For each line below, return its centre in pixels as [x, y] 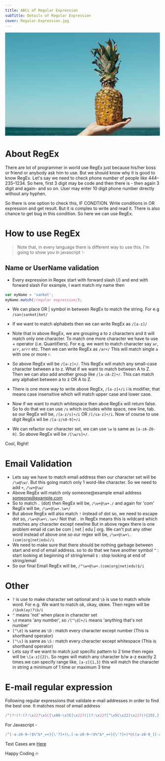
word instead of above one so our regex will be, [60, 535]
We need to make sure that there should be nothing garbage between [82, 545]
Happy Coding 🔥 [22, 754]
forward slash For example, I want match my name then [68, 285]
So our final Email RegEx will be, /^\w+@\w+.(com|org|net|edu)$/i [78, 566]
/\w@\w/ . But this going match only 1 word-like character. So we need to [84, 482]
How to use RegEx [43, 234]
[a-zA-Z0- [146, 429]
